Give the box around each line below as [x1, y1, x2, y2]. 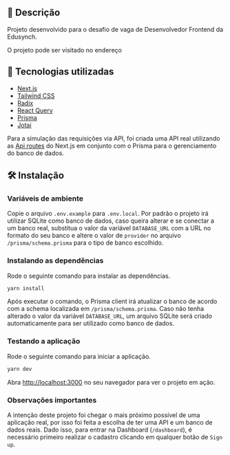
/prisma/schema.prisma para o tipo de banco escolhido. [7, 239, 164, 247]
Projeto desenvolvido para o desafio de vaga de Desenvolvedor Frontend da [7, 25, 224, 33]
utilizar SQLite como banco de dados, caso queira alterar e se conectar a [7, 216, 215, 225]
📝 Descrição [7, 7, 61, 19]
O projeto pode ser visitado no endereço [7, 45, 123, 54]
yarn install [7, 285, 45, 292]
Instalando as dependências [7, 256, 104, 265]
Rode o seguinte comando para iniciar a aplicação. [7, 352, 151, 361]
